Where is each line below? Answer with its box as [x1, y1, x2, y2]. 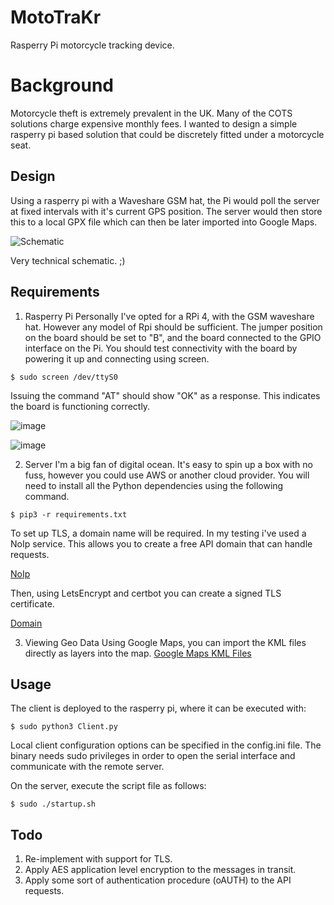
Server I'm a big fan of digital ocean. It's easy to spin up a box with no [24, 458, 313, 470]
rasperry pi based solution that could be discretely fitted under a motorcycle [10, 128, 325, 140]
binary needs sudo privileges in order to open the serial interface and [10, 750, 296, 762]
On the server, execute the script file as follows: [10, 780, 207, 792]
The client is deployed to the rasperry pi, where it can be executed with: [10, 702, 307, 715]
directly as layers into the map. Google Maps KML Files [24, 647, 252, 659]
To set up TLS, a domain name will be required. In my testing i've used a [10, 527, 307, 539]
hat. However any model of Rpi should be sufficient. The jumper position [24, 321, 323, 333]
